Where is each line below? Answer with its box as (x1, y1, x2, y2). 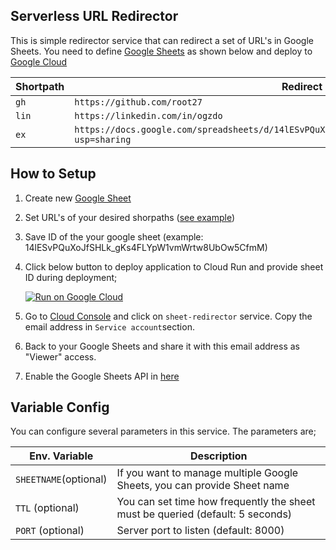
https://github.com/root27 (74, 96, 203, 108)
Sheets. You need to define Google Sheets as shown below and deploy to (10, 45, 313, 57)
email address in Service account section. (24, 320, 195, 333)
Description (190, 449, 248, 463)
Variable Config (10, 399, 110, 416)
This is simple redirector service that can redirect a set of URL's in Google (10, 34, 314, 46)
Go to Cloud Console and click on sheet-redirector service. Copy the (24, 310, 313, 322)
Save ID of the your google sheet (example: (24, 230, 204, 243)
